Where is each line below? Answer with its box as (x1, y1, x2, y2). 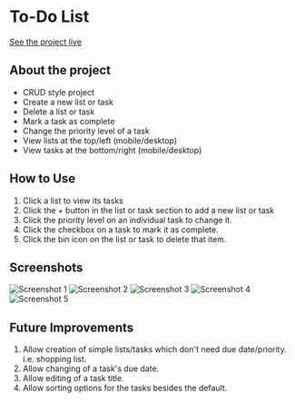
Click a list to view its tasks (22, 195, 124, 206)
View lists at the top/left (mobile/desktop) (22, 134, 178, 146)
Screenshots (9, 260, 84, 275)
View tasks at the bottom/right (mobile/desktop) (22, 144, 202, 155)
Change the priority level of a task (22, 125, 150, 136)
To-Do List (9, 6, 90, 27)
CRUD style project (22, 86, 95, 97)
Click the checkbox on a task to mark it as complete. (22, 224, 220, 235)
